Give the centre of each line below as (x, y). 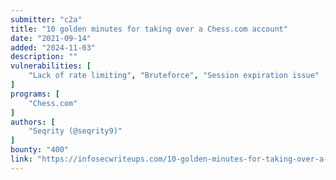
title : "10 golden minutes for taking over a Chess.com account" (149, 29)
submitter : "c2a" (46, 19)
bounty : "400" (40, 150)
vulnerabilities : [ (51, 66)
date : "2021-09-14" (51, 38)
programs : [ (35, 94)
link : (21, 159)
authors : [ (33, 122)
